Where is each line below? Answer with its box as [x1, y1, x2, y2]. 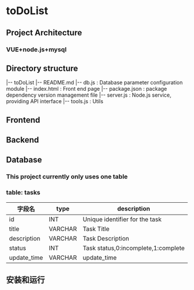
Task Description [82, 234, 129, 242]
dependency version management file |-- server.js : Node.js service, [6, 91, 172, 98]
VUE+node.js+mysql [6, 45, 67, 54]
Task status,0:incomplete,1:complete [82, 243, 185, 252]
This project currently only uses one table [6, 173, 128, 181]
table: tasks [6, 189, 41, 197]
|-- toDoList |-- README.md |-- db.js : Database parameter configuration [6, 79, 183, 86]
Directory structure [6, 63, 78, 73]
